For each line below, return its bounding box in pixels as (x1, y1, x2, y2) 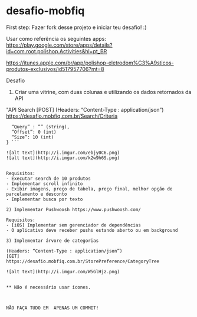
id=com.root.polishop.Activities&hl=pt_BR (6, 47, 107, 54)
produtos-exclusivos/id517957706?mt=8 (6, 65, 104, 72)
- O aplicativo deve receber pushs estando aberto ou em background (6, 227, 178, 233)
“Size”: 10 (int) (11, 134, 54, 140)
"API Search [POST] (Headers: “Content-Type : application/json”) (6, 106, 164, 113)
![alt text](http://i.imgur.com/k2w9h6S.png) (6, 155, 120, 161)
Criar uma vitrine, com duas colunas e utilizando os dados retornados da (14, 88, 192, 95)
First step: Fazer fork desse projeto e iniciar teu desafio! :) (6, 24, 147, 31)
